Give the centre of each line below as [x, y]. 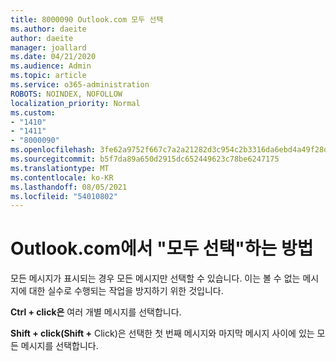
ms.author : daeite [48, 29]
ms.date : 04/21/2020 [53, 57]
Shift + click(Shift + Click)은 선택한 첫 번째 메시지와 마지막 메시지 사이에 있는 [162, 333]
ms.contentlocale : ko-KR [62, 177]
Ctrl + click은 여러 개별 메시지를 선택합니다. [96, 312]
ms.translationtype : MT [60, 168]
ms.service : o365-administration [80, 85]
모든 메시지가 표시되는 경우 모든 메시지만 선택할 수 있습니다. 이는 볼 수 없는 [155, 278]
